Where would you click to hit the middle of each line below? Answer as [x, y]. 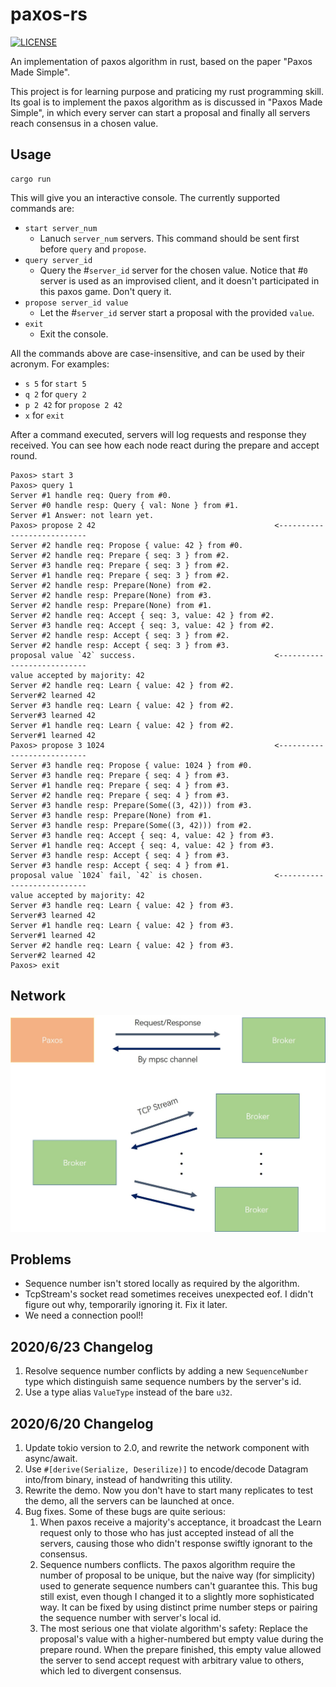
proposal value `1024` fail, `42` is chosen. [106, 875]
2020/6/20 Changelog [82, 1423]
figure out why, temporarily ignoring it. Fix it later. [126, 1305]
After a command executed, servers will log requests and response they [158, 434]
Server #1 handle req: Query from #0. [91, 495]
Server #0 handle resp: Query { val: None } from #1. [125, 505]
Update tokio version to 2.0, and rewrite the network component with [167, 1447]
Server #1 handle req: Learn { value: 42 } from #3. [122, 925]
